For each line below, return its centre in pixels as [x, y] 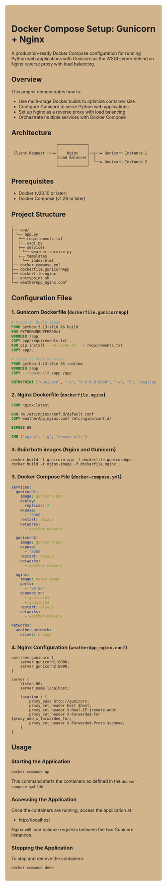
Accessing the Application [44, 799]
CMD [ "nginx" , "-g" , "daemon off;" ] [49, 437]
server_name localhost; [45, 688]
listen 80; [32, 684]
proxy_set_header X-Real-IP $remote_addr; [74, 710]
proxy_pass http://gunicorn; [59, 702]
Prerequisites [33, 181]
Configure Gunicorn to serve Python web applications [74, 106]
